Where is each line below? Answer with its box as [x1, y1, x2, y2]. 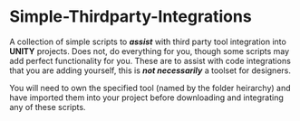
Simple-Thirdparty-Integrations [9, 6, 252, 27]
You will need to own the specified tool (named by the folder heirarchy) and [9, 82, 291, 93]
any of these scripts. [9, 101, 86, 112]
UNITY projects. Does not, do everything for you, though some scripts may [9, 45, 290, 56]
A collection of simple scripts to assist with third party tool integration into [9, 36, 287, 47]
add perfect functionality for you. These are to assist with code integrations [9, 55, 292, 66]
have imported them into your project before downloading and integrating [9, 92, 284, 103]
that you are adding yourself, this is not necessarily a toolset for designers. [9, 65, 292, 76]
